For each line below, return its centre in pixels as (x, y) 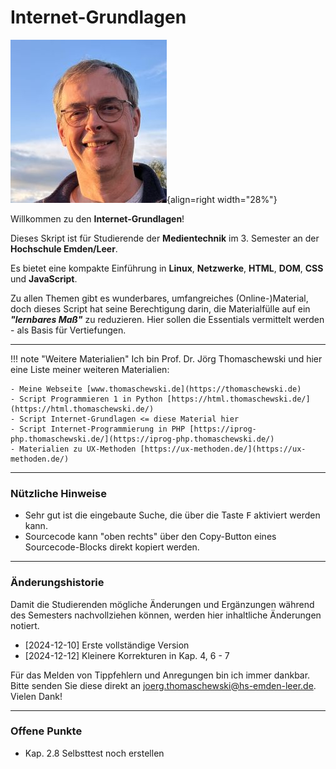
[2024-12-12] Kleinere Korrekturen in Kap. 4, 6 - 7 (127, 655)
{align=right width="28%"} (222, 199)
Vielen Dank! (36, 696)
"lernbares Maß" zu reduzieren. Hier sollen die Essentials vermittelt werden (167, 319)
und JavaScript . (44, 278)
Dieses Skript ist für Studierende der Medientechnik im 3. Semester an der (165, 238)
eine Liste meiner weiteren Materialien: (90, 369)
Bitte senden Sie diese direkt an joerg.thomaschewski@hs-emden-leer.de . (163, 685)
